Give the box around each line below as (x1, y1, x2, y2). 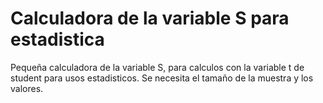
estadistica (10, 28, 105, 51)
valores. (10, 82, 44, 94)
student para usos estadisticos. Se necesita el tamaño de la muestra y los (10, 72, 314, 84)
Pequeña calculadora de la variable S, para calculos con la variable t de (10, 61, 305, 73)
